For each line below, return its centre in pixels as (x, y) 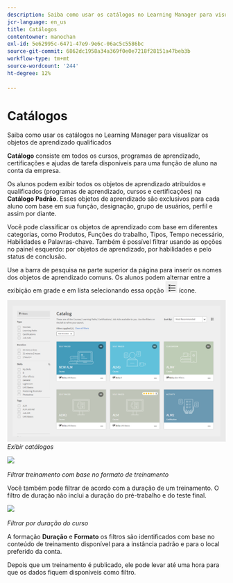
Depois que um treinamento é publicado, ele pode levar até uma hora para (113, 565)
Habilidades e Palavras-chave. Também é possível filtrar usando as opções (115, 242)
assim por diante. (32, 214)
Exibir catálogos (31, 446)
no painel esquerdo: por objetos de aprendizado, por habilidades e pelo (109, 249)
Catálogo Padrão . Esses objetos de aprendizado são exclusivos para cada (113, 199)
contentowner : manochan (42, 37)
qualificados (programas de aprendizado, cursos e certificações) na (104, 192)
